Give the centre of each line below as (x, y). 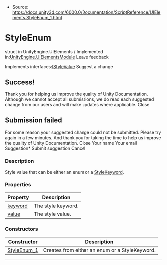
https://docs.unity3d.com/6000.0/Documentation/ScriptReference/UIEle (86, 12)
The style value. (52, 214)
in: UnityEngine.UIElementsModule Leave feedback (57, 57)
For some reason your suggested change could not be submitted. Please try (83, 132)
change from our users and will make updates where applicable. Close (77, 104)
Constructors (22, 229)
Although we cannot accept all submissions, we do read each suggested (80, 99)
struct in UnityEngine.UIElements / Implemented (54, 51)
